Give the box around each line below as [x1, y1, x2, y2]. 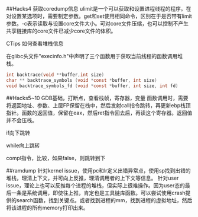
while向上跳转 [6, 142, 40, 149]
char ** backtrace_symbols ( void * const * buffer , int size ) [6, 77, 158, 83]
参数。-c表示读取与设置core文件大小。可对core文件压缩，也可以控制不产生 [6, 20, 189, 27]
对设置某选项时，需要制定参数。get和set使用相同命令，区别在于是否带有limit [6, 12, 192, 20]
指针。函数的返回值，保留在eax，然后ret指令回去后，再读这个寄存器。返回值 [6, 109, 193, 116]
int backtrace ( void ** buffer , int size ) [6, 72, 105, 78]
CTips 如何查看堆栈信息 [6, 40, 64, 47]
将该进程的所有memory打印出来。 [6, 204, 89, 211]
